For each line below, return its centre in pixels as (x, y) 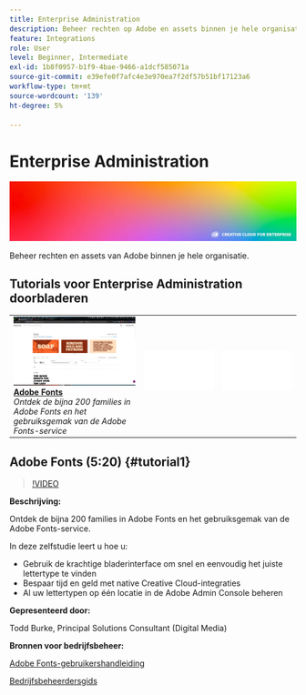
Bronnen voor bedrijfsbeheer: (67, 645)
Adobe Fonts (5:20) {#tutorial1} (100, 462)
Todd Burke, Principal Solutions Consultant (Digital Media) (118, 628)
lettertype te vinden (60, 573)
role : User (30, 48)
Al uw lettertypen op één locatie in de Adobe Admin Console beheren (153, 592)
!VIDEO (45, 483)
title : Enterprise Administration (75, 19)
